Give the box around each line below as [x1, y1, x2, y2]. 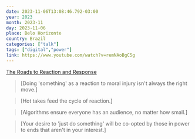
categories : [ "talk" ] [6, 42, 59, 48]
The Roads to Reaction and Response [6, 68, 97, 75]
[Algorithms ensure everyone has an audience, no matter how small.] [20, 109, 188, 116]
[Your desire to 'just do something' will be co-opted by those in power [20, 120, 190, 127]
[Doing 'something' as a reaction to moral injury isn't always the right [20, 80, 188, 87]
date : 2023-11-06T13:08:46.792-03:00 [6, 8, 99, 15]
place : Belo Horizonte [6, 30, 62, 36]
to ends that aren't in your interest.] [20, 126, 106, 133]
